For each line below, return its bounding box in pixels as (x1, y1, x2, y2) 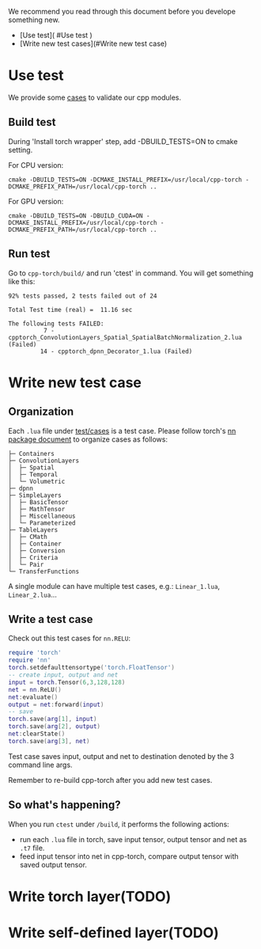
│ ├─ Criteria (8, 553, 59, 561)
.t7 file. (19, 843, 45, 852)
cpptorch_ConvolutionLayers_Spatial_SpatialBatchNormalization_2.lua (8, 333, 243, 341)
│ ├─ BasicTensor (8, 498, 69, 506)
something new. (8, 15, 60, 25)
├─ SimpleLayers (8, 491, 62, 499)
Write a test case (8, 613, 93, 626)
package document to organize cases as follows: (8, 435, 168, 444)
